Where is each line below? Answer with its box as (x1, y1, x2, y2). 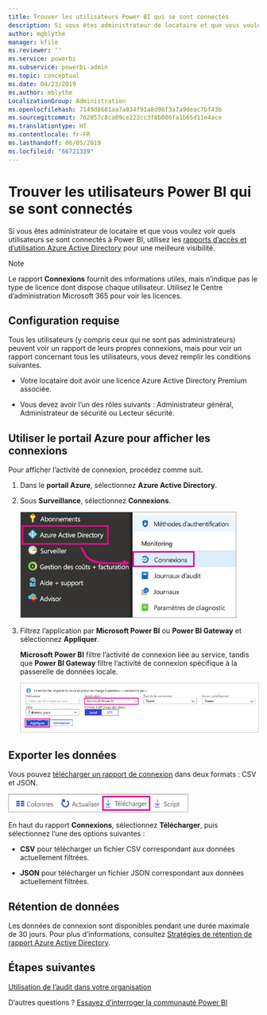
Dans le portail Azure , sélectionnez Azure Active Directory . (19, 481, 218, 490)
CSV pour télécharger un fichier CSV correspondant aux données (19, 844, 236, 854)
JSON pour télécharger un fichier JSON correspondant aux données (19, 868, 245, 878)
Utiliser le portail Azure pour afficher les (8, 431, 211, 445)
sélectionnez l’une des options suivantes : (8, 829, 145, 839)
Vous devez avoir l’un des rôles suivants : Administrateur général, (19, 399, 234, 410)
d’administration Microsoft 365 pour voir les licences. (8, 291, 183, 301)
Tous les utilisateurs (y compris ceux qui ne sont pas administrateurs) (8, 335, 236, 344)
